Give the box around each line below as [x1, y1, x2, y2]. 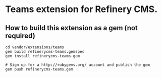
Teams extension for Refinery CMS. [5, 4, 158, 15]
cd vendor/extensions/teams [5, 45, 65, 50]
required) [5, 31, 35, 40]
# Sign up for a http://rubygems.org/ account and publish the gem [5, 62, 150, 67]
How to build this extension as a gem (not [5, 24, 138, 32]
